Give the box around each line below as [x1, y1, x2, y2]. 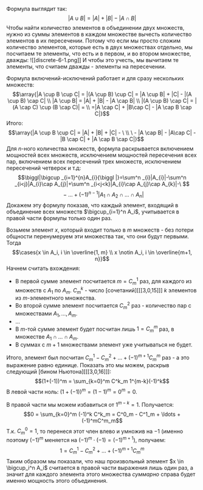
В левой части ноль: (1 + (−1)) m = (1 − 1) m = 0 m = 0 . [6, 387, 138, 395]
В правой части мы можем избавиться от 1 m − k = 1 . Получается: [6, 399, 174, 408]
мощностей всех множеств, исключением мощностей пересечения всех [6, 151, 197, 159]
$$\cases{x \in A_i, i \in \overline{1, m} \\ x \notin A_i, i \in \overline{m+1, [12, 249, 193, 256]
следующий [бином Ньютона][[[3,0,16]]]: [6, 368, 111, 376]
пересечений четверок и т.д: [6, 164, 81, 171]
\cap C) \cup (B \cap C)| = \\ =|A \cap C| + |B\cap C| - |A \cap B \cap [19, 103, 192, 111]
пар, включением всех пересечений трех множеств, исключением [6, 158, 181, 165]
